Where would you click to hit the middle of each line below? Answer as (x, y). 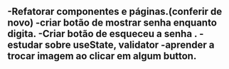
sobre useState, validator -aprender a (129, 45)
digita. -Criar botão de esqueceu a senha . (102, 34)
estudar (25, 45)
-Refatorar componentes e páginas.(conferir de (115, 12)
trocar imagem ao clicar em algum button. (102, 56)
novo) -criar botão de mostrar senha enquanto (112, 23)
